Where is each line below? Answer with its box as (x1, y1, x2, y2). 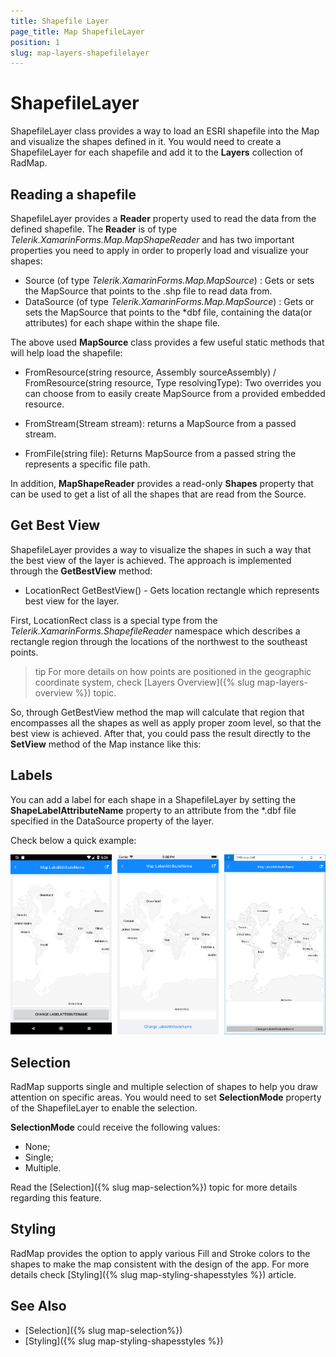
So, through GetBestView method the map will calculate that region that (10, 706, 305, 718)
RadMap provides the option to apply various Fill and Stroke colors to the (10, 1247, 311, 1259)
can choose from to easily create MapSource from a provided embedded (24, 388, 326, 399)
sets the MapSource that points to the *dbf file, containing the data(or (24, 306, 313, 318)
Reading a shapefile (10, 186, 137, 203)
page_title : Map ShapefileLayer (10, 26, 145, 37)
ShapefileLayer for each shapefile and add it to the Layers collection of (10, 146, 304, 159)
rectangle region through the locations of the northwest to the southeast (10, 635, 308, 647)
